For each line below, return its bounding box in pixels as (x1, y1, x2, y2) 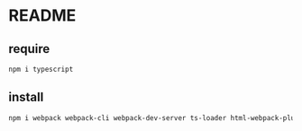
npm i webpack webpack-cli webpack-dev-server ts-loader (8, 113, 227, 122)
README (8, 5, 77, 26)
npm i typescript (8, 65, 74, 74)
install (8, 90, 44, 105)
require (8, 41, 50, 57)
